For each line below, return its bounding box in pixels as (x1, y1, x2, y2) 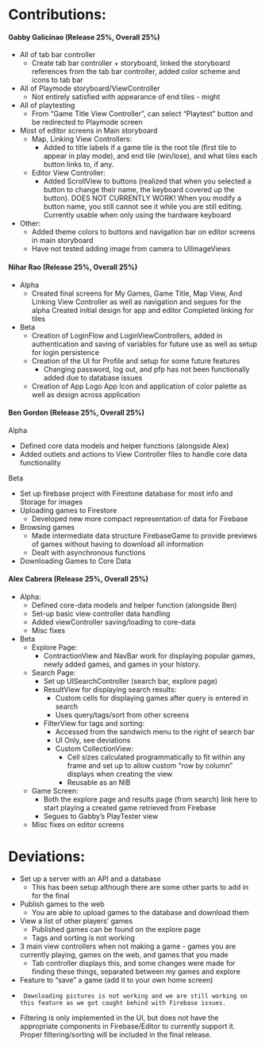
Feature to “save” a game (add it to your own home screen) (19, 975, 213, 984)
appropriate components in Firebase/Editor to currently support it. (19, 1021, 236, 1030)
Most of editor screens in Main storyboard (19, 126, 158, 136)
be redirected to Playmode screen (31, 118, 143, 127)
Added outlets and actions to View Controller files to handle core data (19, 449, 248, 458)
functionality (19, 458, 61, 467)
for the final (31, 891, 70, 900)
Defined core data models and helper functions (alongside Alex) (19, 441, 229, 450)
